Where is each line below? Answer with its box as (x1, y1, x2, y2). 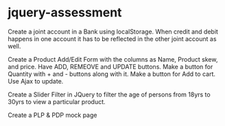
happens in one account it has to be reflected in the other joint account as (8, 34, 217, 42)
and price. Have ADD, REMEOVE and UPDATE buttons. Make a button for (8, 62, 213, 71)
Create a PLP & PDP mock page (8, 111, 97, 119)
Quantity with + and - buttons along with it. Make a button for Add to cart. (8, 70, 215, 78)
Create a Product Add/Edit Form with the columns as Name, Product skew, (8, 55, 218, 63)
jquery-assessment (8, 5, 122, 21)
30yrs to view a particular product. (8, 97, 106, 105)
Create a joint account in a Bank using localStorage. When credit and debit (8, 27, 219, 36)
